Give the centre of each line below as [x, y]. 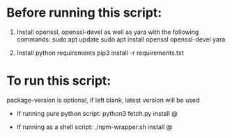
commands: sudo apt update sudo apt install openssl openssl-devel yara [121, 39]
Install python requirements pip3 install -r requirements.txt [100, 53]
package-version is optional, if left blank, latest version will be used [103, 100]
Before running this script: [84, 13]
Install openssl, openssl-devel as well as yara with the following [108, 32]
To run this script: [59, 81]
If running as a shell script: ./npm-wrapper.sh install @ [94, 127]
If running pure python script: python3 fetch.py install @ [97, 113]
